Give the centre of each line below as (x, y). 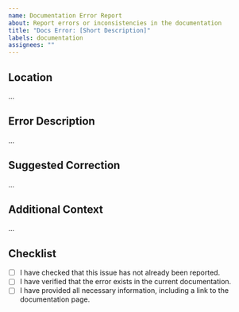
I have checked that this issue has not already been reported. (120, 273)
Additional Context (56, 209)
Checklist (33, 254)
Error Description (52, 121)
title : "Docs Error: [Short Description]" (79, 30)
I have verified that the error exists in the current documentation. (125, 282)
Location (31, 77)
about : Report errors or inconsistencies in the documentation (115, 23)
